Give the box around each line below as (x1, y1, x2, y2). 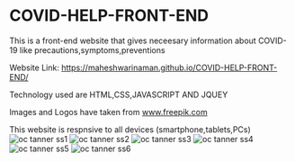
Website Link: (9, 62, 60, 73)
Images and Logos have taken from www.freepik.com (9, 106, 209, 117)
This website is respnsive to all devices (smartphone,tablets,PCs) (9, 123, 252, 135)
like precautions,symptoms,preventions (19, 44, 165, 55)
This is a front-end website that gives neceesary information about (9, 35, 256, 46)
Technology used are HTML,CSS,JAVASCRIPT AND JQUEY (9, 89, 228, 100)
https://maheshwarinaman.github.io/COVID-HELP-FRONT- (61, 62, 278, 73)
